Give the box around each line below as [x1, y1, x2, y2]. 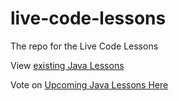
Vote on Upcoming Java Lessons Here [10, 78, 169, 91]
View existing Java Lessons [10, 59, 125, 71]
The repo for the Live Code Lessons [10, 40, 159, 52]
